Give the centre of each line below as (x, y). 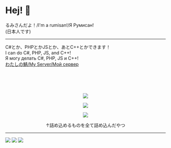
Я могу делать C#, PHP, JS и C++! (42, 58)
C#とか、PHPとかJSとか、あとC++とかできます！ (58, 47)
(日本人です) (18, 31)
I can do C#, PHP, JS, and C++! (38, 52)
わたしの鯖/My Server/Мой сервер (42, 64)
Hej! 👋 (18, 10)
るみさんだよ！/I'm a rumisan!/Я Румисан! (50, 25)
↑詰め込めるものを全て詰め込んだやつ (85, 125)
